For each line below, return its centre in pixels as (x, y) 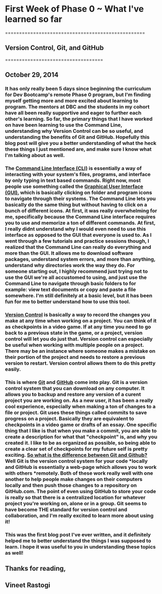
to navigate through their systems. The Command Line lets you (81, 198)
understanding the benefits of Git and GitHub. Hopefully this (77, 137)
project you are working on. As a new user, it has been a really (79, 400)
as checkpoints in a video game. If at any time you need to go (78, 327)
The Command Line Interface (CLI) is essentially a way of (73, 168)
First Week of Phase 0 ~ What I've (74, 9)
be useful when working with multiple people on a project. (74, 345)
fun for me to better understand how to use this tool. (68, 302)
